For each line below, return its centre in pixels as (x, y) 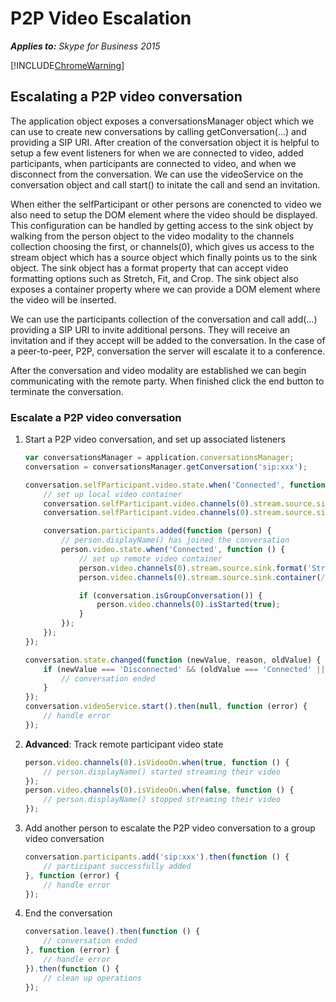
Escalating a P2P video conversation (126, 97)
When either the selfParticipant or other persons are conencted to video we (166, 204)
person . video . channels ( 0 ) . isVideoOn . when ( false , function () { (159, 790)
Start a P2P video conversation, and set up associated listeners (155, 439)
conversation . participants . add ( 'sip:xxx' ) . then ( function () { (157, 857)
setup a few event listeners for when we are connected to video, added (157, 153)
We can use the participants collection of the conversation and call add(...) (164, 319)
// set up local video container (113, 494)
